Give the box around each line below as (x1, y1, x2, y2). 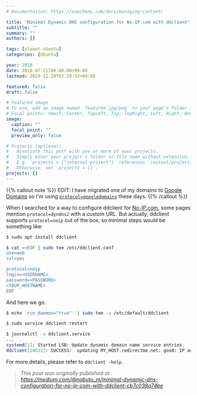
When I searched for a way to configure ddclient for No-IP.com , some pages (6, 204, 191, 211)
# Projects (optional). (6, 143, 64, 149)
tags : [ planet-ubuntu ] (6, 46, 62, 52)
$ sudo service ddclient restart (6, 320, 88, 326)
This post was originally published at (20, 369, 110, 376)
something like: (6, 222, 43, 229)
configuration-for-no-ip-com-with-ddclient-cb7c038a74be (20, 382, 164, 389)
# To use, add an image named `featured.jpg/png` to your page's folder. (6, 105, 191, 112)
